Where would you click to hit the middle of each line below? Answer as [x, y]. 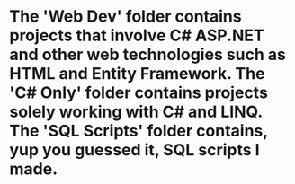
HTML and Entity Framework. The [137, 74]
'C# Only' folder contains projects [139, 93]
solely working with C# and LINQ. [136, 112]
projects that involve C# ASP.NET [137, 35]
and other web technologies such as [147, 55]
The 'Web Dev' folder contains [125, 17]
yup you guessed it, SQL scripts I [134, 150]
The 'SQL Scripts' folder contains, [139, 131]
